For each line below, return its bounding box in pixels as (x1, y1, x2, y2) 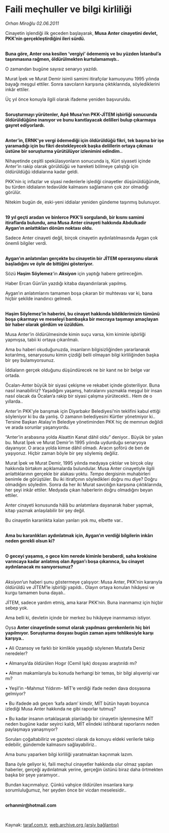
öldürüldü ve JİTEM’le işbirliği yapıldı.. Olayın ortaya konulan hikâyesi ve (5, 584, 155, 590)
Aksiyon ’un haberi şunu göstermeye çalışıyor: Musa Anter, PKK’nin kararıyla (5, 578, 162, 585)
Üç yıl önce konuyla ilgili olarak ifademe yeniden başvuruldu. (5, 96, 131, 102)
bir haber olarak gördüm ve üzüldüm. (5, 321, 85, 327)
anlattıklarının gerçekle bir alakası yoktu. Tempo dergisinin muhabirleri (5, 471, 150, 477)
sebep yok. (5, 605, 29, 611)
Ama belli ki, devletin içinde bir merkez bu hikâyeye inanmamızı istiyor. (5, 614, 151, 620)
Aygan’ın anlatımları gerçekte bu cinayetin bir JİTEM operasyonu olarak (5, 255, 158, 261)
